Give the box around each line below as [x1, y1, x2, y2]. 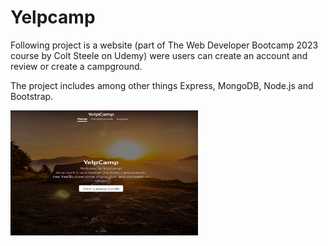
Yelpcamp [10, 6, 96, 29]
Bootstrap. [10, 90, 54, 102]
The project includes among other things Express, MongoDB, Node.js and [10, 79, 314, 91]
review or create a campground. [10, 60, 143, 72]
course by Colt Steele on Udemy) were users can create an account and [10, 49, 308, 61]
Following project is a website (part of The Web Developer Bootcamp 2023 [10, 39, 319, 51]
